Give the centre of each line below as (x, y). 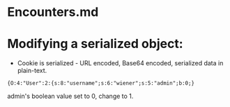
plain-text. (32, 71)
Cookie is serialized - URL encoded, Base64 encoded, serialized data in (120, 63)
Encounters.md (53, 12)
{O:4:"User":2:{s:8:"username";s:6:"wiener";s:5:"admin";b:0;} (101, 83)
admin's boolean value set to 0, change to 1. (70, 96)
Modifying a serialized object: (95, 44)
